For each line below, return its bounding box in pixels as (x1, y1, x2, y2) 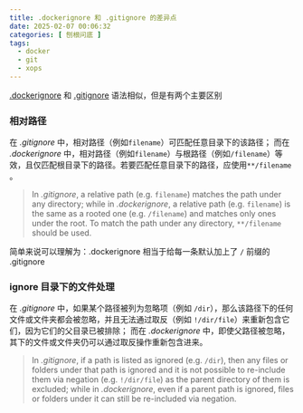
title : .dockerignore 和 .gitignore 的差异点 (9, 13, 177, 23)
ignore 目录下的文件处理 (9, 281, 115, 293)
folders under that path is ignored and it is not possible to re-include (31, 364, 286, 376)
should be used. (31, 227, 92, 238)
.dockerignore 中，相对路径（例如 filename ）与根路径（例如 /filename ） (9, 149, 276, 159)
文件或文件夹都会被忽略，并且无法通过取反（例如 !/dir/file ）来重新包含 (9, 314, 282, 325)
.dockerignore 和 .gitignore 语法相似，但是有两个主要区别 (9, 90, 223, 101)
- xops (17, 64, 43, 73)
